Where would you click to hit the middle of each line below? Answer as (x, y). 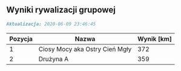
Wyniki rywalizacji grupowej (61, 10)
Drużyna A (53, 59)
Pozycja (21, 39)
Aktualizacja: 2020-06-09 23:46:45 (51, 24)
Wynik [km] (155, 39)
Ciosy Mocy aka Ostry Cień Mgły (85, 49)
